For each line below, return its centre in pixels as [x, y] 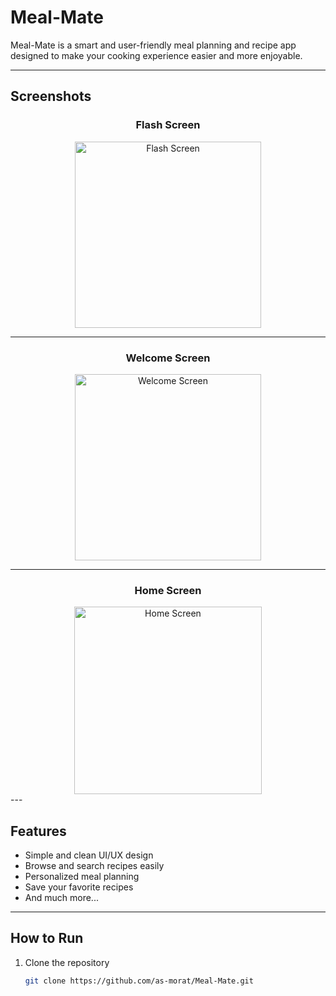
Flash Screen [168, 125]
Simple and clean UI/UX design [89, 855]
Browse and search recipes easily [94, 866]
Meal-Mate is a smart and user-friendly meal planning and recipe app [153, 45]
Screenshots [51, 96]
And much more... [61, 898]
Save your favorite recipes [79, 887]
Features [38, 831]
